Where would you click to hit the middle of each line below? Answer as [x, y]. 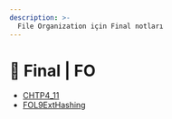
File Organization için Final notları [91, 26]
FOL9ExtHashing [54, 105]
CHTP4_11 [41, 96]
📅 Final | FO [53, 71]
